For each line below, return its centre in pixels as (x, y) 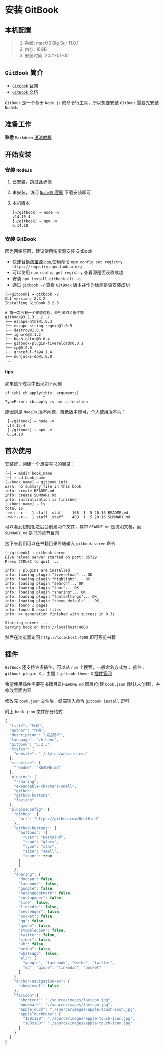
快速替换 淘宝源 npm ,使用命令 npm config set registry (67, 262)
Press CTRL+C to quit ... (32, 562)
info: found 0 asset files (33, 610)
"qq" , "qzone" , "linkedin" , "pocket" (62, 967)
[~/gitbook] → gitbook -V (32, 294)
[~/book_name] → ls (25, 504)
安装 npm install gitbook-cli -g (46, 278)
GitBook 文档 (25, 92)
